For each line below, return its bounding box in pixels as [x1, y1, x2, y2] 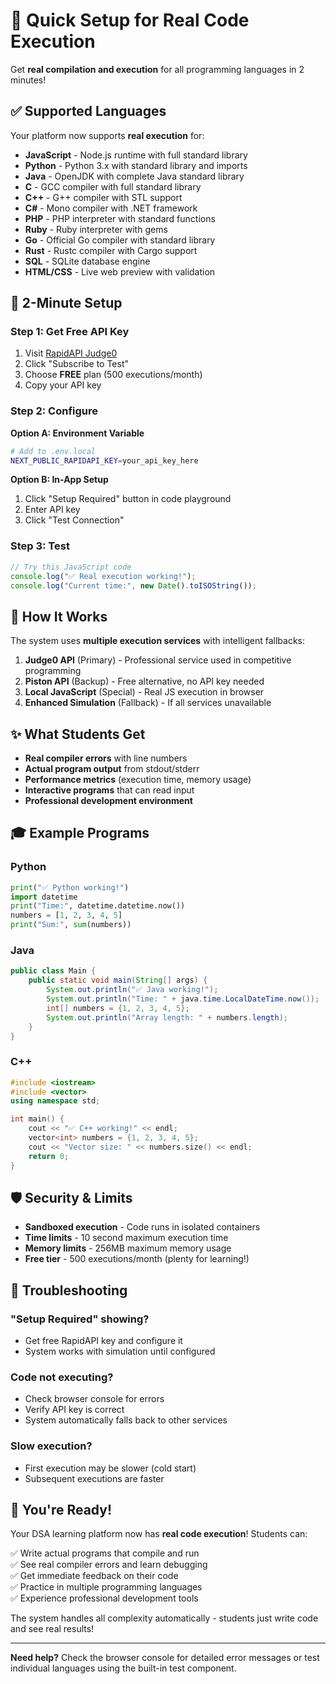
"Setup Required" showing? [10, 1312, 150, 1326]
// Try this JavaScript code [10, 562, 132, 572]
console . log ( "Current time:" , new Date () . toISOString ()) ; [10, 580, 257, 591]
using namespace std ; [10, 1096, 101, 1106]
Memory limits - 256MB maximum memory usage [24, 1242, 232, 1254]
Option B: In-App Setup [10, 474, 109, 486]
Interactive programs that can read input [24, 784, 195, 796]
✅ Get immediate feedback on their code [10, 1570, 179, 1582]
